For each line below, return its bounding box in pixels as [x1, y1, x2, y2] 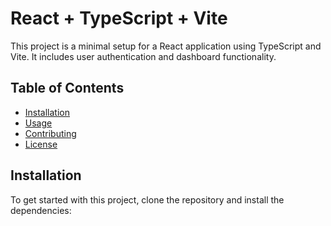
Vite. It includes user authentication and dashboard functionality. [10, 50, 277, 62]
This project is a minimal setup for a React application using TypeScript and [10, 40, 322, 52]
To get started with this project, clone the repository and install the [10, 193, 285, 206]
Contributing [24, 127, 77, 139]
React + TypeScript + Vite [10, 7, 228, 30]
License [24, 138, 58, 150]
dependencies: [10, 204, 72, 216]
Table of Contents [10, 80, 125, 97]
